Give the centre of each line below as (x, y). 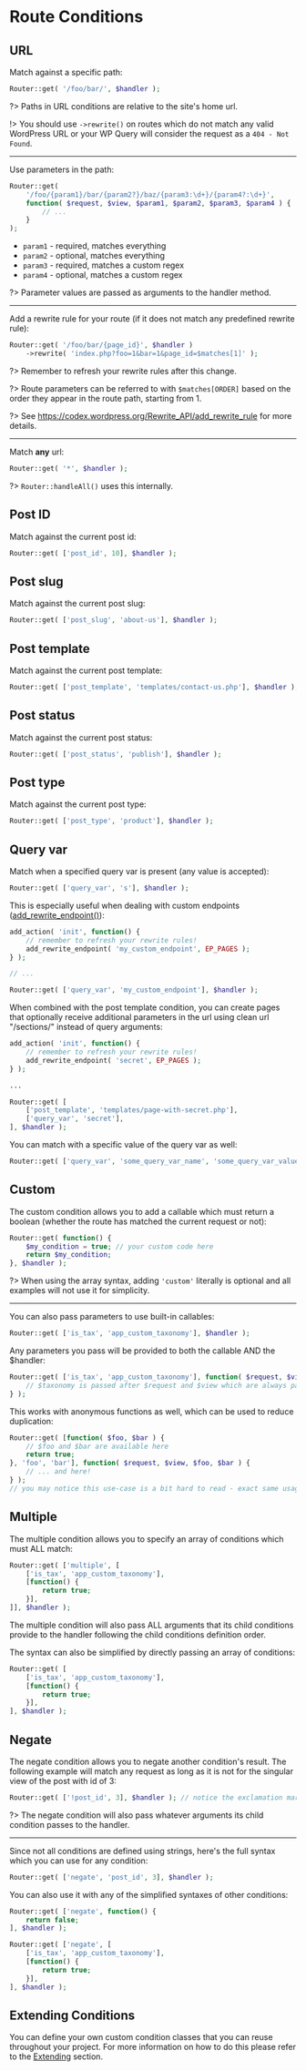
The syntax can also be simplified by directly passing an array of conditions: (153, 1652)
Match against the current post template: (86, 670)
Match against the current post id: (73, 536)
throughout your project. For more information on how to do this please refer (153, 2047)
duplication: (31, 1421)
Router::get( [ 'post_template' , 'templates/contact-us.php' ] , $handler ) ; (154, 687)
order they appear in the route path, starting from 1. (106, 398)
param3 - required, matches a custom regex (103, 265)
